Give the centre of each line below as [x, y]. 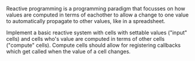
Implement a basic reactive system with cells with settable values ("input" [97, 33]
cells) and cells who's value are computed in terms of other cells [86, 39]
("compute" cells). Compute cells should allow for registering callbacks [93, 45]
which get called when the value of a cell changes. [69, 52]
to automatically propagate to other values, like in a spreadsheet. [86, 21]
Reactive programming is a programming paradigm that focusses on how [96, 9]
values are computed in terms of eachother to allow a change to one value [97, 15]
